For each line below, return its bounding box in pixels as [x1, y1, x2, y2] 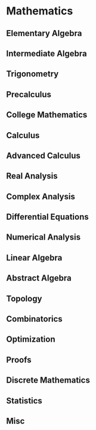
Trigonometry [6, 69, 59, 79]
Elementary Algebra [6, 28, 82, 38]
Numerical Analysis [6, 232, 81, 243]
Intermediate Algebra [6, 48, 88, 58]
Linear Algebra [6, 252, 63, 262]
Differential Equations [6, 212, 89, 222]
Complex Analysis [6, 191, 76, 202]
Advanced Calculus [6, 150, 80, 160]
